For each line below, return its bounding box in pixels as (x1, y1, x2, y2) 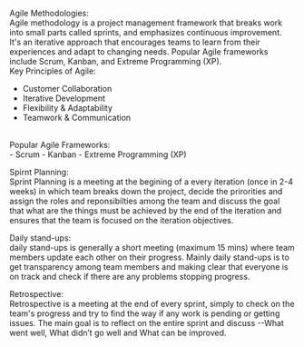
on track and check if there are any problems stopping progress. (9, 272, 250, 282)
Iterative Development (22, 93, 106, 104)
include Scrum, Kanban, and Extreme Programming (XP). (9, 56, 222, 66)
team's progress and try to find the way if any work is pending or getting (9, 308, 280, 319)
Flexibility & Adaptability (22, 103, 113, 113)
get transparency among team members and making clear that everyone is (9, 262, 289, 272)
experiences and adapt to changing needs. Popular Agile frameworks (9, 46, 269, 57)
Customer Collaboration (22, 84, 113, 94)
